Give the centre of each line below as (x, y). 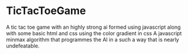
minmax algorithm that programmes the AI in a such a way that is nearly (93, 39)
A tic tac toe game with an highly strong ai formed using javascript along (93, 27)
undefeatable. (23, 46)
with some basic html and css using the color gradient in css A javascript (94, 33)
